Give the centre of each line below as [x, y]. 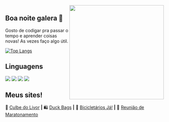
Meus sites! [24, 95]
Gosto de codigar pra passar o [37, 30]
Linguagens [24, 67]
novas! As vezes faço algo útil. [37, 41]
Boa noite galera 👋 [34, 18]
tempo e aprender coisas [31, 36]
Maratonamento [22, 114]
